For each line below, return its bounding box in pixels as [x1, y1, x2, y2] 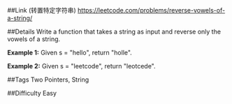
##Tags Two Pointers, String [7, 75, 89, 84]
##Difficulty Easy [7, 89, 57, 97]
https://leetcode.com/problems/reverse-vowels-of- [78, 6, 226, 14]
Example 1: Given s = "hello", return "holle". [7, 48, 133, 57]
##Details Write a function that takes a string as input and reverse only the [7, 27, 222, 36]
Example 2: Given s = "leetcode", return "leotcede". [7, 62, 156, 70]
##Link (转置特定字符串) [7, 6, 77, 14]
